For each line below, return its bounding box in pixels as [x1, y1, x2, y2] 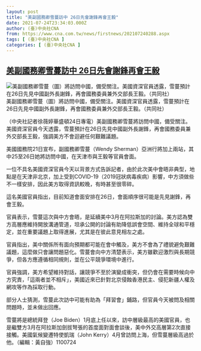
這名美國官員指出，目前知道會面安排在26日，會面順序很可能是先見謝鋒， [6, 193, 186, 200]
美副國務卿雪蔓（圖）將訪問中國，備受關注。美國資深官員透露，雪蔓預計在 [6, 97, 190, 104]
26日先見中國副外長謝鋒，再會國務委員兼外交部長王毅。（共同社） [6, 105, 167, 112]
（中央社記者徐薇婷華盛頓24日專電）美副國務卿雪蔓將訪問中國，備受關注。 [6, 118, 191, 125]
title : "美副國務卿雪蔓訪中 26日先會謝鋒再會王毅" [6, 14, 118, 20]
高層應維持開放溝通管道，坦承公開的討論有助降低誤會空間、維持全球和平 [11, 220, 190, 227]
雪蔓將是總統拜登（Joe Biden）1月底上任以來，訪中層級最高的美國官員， [6, 316, 185, 323]
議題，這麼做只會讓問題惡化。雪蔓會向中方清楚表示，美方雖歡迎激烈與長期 [6, 248, 190, 255]
